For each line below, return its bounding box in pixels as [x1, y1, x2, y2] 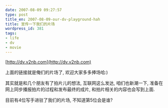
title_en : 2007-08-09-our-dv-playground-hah [5, 17, 100, 22]
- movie [5, 45, 22, 50]
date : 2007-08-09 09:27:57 [5, 7, 62, 13]
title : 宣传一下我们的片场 [5, 21, 55, 27]
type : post [5, 12, 28, 17]
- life [5, 36, 19, 41]
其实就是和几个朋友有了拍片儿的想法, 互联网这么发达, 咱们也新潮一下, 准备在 [5, 80, 163, 86]
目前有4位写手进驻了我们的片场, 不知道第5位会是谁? [5, 97, 113, 103]
